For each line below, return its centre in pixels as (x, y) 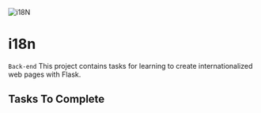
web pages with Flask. (45, 74)
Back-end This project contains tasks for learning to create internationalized (130, 66)
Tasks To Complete (57, 99)
